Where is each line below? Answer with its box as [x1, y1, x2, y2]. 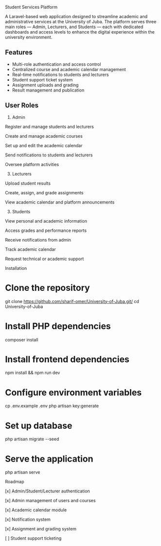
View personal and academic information [5, 218, 88, 224]
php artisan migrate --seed [5, 436, 59, 442]
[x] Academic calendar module [5, 507, 67, 513]
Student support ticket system [12, 76, 73, 82]
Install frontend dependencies [5, 354, 130, 365]
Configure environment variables [5, 387, 142, 398]
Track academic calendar [5, 246, 56, 252]
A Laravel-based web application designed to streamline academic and [5, 14, 148, 19]
